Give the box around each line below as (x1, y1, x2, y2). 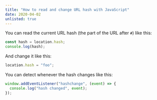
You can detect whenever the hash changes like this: (5, 72, 113, 77)
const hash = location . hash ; (5, 40, 65, 45)
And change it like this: (5, 53, 52, 59)
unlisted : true (5, 16, 37, 21)
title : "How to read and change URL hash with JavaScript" (5, 7, 130, 12)
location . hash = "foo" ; (5, 63, 54, 68)
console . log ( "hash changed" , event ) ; (9, 86, 88, 91)
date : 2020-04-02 (5, 12, 41, 17)
